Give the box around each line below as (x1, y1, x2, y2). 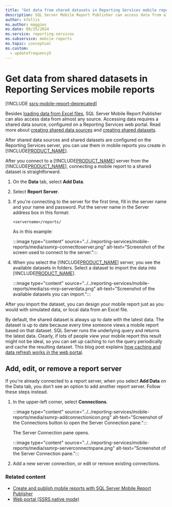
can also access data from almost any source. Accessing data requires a (5, 116, 159, 122)
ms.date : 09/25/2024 (5, 27, 50, 32)
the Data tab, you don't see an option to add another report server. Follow (5, 384, 161, 390)
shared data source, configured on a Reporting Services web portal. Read (5, 121, 161, 128)
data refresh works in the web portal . (5, 349, 83, 355)
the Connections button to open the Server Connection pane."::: (12, 420, 147, 426)
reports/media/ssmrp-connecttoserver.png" (12, 244, 106, 250)
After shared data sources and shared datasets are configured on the (5, 137, 152, 143)
